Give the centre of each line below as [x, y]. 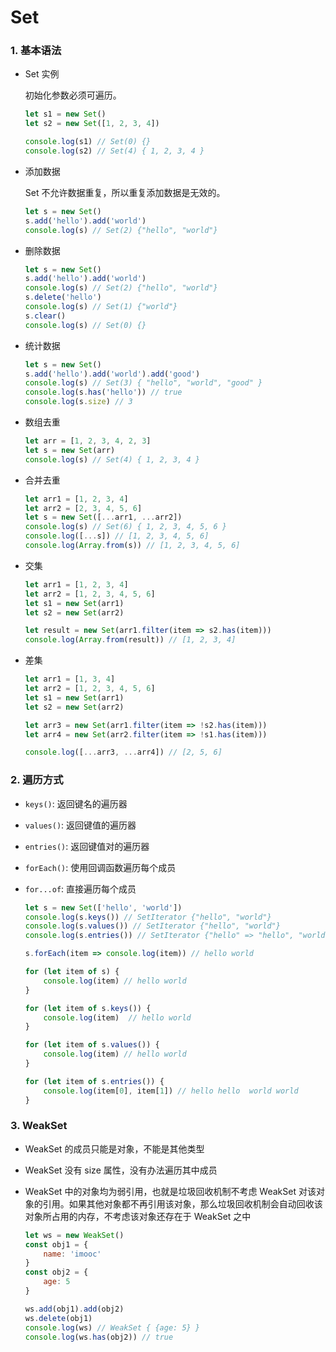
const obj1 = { [56, 1244]
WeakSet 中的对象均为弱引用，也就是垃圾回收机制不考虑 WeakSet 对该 [170, 1191]
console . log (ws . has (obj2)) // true [99, 1337]
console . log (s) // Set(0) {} [85, 325]
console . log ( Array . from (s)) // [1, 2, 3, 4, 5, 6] [132, 546]
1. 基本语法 [36, 51]
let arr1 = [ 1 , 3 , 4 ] [70, 679]
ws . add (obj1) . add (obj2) [74, 1309]
